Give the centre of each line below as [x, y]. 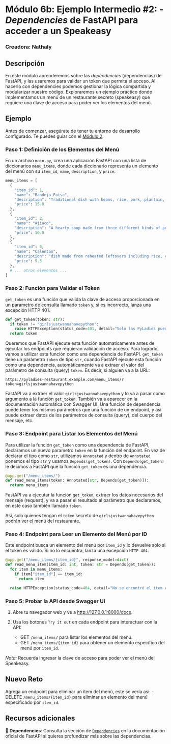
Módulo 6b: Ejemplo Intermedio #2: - [84, 9]
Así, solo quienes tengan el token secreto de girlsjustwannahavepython [80, 516]
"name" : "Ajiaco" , [34, 223]
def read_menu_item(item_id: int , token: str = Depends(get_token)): [81, 565]
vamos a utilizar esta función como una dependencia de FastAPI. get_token [84, 354]
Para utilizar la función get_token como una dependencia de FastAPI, [78, 445]
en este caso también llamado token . [44, 506]
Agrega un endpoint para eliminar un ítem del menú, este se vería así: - [80, 691]
